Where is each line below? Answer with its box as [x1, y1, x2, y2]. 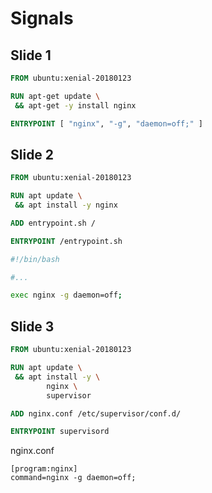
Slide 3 [10, 318, 55, 335]
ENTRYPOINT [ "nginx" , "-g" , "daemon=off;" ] [10, 118, 203, 129]
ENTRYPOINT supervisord [10, 427, 110, 437]
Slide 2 [10, 146, 55, 163]
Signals [10, 7, 74, 30]
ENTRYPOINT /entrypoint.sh [10, 236, 123, 246]
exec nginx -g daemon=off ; [10, 290, 123, 301]
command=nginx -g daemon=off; [10, 473, 137, 483]
